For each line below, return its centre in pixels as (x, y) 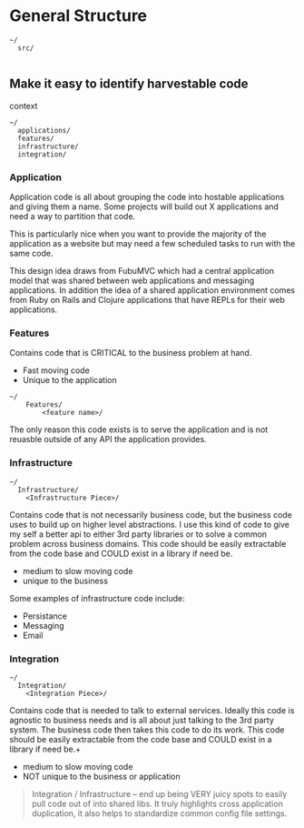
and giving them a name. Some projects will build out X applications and (144, 207)
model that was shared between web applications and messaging (132, 281)
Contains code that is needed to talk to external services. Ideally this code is (152, 710)
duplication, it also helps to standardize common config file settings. (159, 813)
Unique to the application (69, 380)
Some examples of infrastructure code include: (97, 598)
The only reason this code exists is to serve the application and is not (139, 429)
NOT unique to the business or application (102, 776)
